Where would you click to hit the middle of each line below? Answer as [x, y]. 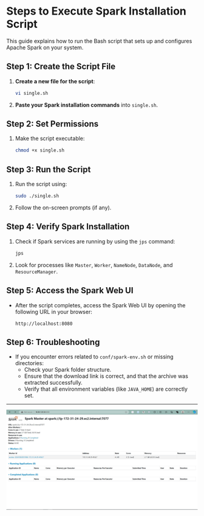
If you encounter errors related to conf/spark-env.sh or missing [94, 357]
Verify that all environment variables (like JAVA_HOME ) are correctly [106, 389]
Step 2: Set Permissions [53, 124]
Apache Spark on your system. [45, 47]
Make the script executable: [50, 139]
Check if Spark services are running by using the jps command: [95, 241]
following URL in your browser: [53, 312]
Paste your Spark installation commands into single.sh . [87, 105]
